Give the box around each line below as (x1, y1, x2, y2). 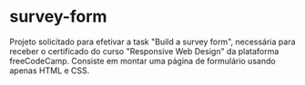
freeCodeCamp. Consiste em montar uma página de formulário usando (9, 55, 276, 66)
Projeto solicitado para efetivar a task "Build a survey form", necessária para (9, 36, 296, 47)
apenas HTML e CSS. (9, 65, 90, 76)
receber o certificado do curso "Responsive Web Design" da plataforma (9, 45, 280, 56)
